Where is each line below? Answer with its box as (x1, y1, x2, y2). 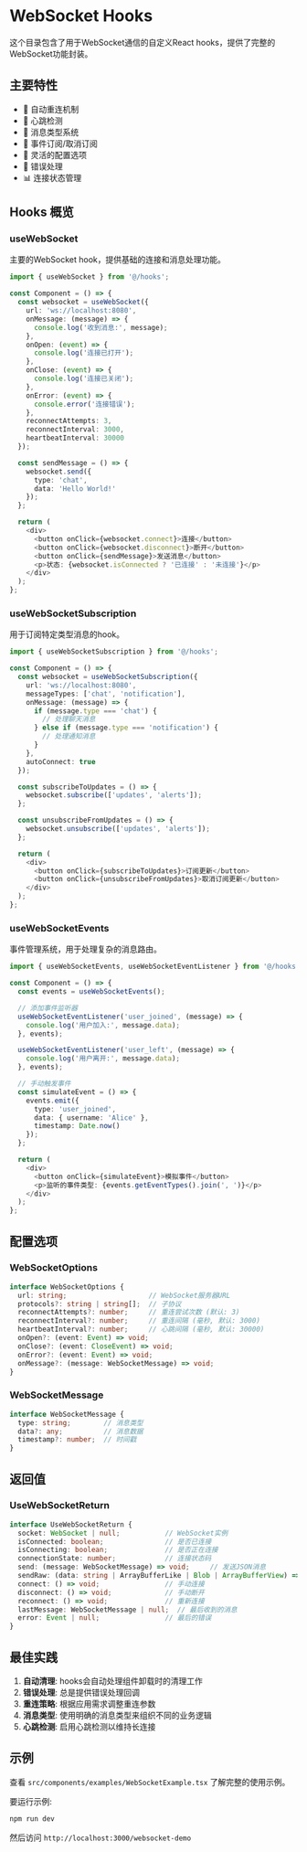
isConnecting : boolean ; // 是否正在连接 (17, 1546, 218, 1555)
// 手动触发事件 (17, 1080, 71, 1089)
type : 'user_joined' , (33, 1104, 117, 1113)
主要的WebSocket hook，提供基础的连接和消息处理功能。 (9, 254, 226, 265)
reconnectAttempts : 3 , (26, 417, 112, 426)
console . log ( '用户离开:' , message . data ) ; (26, 1054, 181, 1063)
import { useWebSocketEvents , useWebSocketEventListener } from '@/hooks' (9, 962, 301, 972)
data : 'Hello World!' (33, 484, 117, 494)
